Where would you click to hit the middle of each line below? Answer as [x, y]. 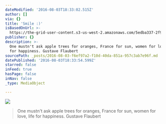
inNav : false [19, 79]
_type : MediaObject [25, 83]
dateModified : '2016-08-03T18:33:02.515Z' [49, 10]
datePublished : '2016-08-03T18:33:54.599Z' [51, 60]
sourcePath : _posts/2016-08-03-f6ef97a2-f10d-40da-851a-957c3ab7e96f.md [82, 56]
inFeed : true [19, 70]
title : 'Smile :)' [24, 23]
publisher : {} [20, 38]
